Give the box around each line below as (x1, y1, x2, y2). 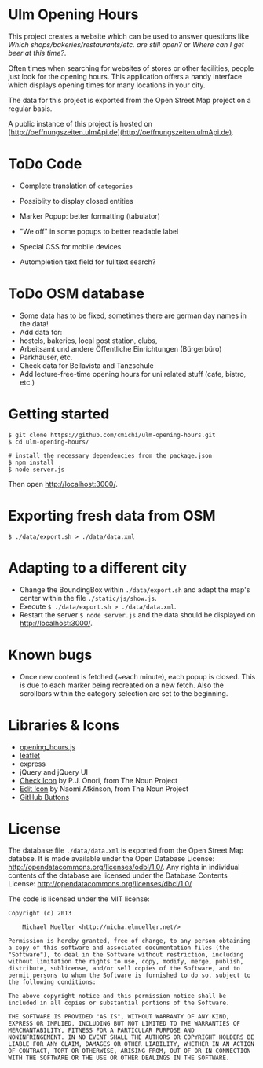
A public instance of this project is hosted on (8, 119, 153, 128)
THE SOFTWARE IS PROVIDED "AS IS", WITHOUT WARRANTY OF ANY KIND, (8, 1013, 230, 1021)
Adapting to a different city (8, 558, 188, 576)
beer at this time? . (8, 48, 67, 57)
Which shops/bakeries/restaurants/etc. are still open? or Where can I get (8, 39, 245, 49)
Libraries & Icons (8, 716, 120, 734)
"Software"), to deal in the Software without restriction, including (8, 951, 244, 959)
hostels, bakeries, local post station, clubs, (19, 336, 158, 345)
